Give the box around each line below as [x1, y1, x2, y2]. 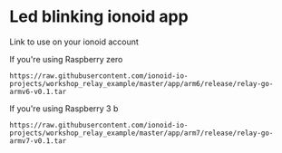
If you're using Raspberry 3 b [9, 102, 119, 114]
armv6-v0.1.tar [9, 87, 67, 96]
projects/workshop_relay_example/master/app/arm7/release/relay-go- [9, 129, 274, 138]
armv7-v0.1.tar [9, 136, 67, 146]
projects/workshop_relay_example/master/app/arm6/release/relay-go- [9, 79, 274, 88]
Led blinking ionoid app [9, 6, 189, 27]
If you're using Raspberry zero [9, 53, 123, 64]
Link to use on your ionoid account [9, 36, 139, 47]
